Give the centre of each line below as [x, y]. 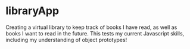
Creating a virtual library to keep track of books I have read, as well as [91, 27]
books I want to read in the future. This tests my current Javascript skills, [95, 33]
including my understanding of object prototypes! [66, 40]
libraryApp [32, 11]
